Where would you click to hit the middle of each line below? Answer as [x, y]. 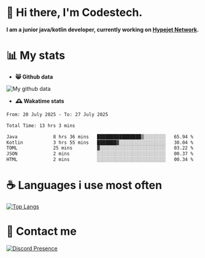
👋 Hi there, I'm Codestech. [75, 13]
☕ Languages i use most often [84, 185]
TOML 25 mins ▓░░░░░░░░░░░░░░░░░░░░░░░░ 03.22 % [100, 148]
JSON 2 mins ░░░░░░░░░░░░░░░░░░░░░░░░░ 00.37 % [100, 154]
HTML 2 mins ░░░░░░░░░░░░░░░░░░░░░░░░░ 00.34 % [100, 160]
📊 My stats [36, 56]
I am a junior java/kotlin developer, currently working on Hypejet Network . [103, 29]
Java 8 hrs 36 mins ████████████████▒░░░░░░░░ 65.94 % [100, 137]
